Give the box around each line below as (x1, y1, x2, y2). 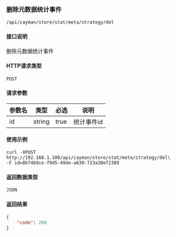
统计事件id (73, 117, 103, 126)
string (33, 117, 50, 126)
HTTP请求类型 (6, 62, 42, 70)
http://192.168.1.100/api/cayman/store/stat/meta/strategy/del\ (6, 155, 171, 161)
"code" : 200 (17, 220, 47, 226)
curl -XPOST (6, 149, 36, 156)
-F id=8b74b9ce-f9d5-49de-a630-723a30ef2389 (6, 160, 120, 166)
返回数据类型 (6, 173, 38, 180)
